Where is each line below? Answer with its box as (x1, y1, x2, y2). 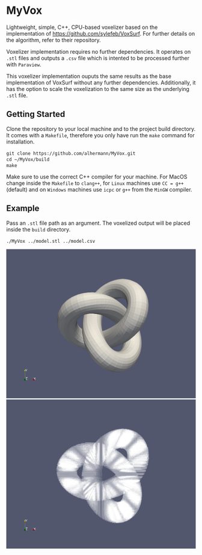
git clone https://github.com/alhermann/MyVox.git (6, 150, 136, 157)
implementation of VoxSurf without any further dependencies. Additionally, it (6, 79, 196, 86)
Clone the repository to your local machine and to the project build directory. (6, 125, 196, 133)
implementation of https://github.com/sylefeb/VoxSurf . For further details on (6, 30, 195, 37)
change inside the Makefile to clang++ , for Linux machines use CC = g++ (6, 179, 184, 187)
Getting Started (6, 109, 66, 119)
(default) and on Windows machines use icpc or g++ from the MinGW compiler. (6, 186, 192, 193)
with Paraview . (6, 61, 41, 68)
